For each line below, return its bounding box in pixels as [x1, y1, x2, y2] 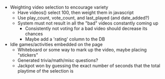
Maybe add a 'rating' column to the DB [25, 36, 105, 42]
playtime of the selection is [17, 68, 74, 74]
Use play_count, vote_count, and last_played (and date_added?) [17, 15, 150, 20]
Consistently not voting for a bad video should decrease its [25, 25, 147, 31]
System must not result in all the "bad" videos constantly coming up [17, 20, 158, 26]
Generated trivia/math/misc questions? [17, 57, 99, 63]
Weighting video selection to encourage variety [10, 4, 109, 10]
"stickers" [17, 52, 39, 58]
